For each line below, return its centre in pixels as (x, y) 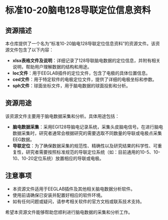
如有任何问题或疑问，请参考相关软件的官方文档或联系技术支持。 (78, 201)
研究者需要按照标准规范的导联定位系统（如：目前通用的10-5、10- (93, 152)
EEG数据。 (24, 139)
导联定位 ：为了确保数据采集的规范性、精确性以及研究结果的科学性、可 (85, 145)
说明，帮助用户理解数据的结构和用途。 (52, 67)
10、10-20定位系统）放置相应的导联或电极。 (58, 158)
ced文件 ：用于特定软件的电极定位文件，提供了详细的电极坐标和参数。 (85, 79)
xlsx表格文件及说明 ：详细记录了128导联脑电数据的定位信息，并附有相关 (86, 60)
